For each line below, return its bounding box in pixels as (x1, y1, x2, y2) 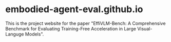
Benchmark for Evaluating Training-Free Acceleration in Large (5, 25, 136, 31)
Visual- (137, 25, 153, 31)
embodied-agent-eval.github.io (5, 4, 143, 15)
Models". (25, 31, 44, 37)
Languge (5, 31, 24, 37)
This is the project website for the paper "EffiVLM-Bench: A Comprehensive (5, 20, 166, 26)
